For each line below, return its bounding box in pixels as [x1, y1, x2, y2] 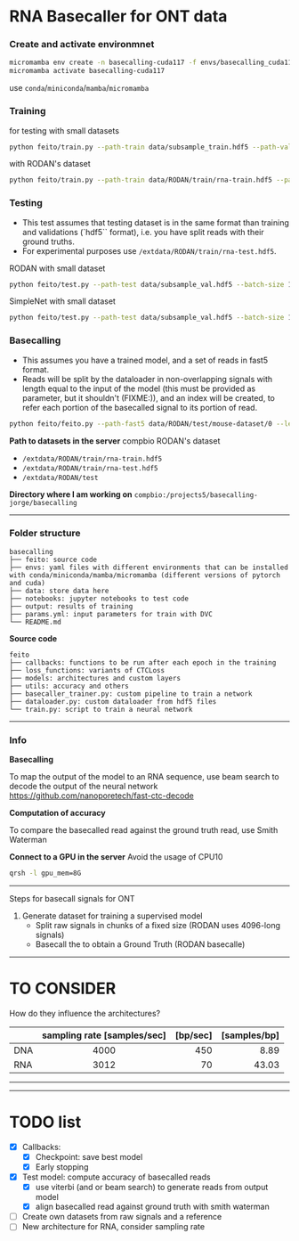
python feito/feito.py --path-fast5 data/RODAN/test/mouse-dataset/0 [9, 419, 273, 429]
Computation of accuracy [9, 808, 106, 819]
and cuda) [9, 578, 46, 587]
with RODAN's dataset [9, 159, 91, 169]
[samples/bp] [221, 1029, 280, 1041]
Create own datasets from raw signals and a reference [21, 1212, 222, 1222]
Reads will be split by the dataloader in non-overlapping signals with [21, 373, 273, 384]
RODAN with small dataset [9, 263, 106, 274]
